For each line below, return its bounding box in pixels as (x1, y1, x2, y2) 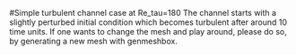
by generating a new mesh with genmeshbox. (9, 35, 178, 46)
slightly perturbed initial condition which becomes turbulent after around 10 (9, 17, 288, 27)
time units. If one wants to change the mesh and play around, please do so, (9, 27, 287, 36)
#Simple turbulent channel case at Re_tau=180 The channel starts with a (9, 8, 276, 18)
